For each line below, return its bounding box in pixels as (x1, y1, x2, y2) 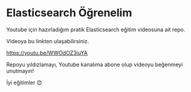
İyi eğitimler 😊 (6, 79, 42, 86)
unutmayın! (6, 67, 34, 75)
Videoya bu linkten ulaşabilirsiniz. (6, 37, 89, 44)
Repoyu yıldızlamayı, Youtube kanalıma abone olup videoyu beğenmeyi (6, 61, 183, 68)
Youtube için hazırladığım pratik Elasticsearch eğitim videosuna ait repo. (6, 26, 186, 33)
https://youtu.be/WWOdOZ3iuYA (6, 49, 88, 57)
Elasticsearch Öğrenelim (6, 6, 132, 20)
